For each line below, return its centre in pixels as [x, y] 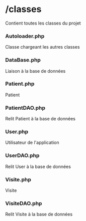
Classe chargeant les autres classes [42, 47]
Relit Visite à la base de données [39, 214]
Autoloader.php [25, 36]
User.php [17, 132]
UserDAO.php [22, 155]
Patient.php [20, 84]
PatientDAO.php [25, 108]
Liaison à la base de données [35, 71]
